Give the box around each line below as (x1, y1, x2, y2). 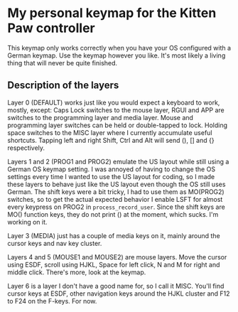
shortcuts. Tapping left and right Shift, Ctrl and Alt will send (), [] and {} (7, 136, 215, 144)
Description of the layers (7, 80, 119, 92)
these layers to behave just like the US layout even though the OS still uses (7, 180, 226, 188)
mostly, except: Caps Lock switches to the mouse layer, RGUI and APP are (7, 105, 225, 114)
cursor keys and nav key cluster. (7, 239, 102, 247)
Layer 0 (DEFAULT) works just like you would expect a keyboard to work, (7, 98, 220, 107)
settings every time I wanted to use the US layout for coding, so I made (7, 172, 215, 181)
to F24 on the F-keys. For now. (7, 296, 97, 305)
